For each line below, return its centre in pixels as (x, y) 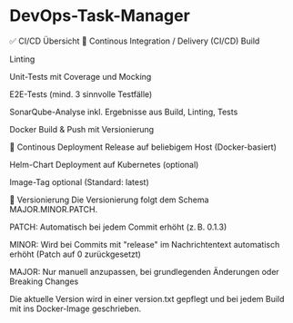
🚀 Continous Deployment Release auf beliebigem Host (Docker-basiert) (143, 147)
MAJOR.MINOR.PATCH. (54, 209)
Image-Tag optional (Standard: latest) (80, 181)
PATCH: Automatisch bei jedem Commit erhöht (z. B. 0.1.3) (118, 227)
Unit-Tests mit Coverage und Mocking (81, 76)
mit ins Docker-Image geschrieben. (76, 308)
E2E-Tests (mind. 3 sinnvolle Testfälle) (81, 94)
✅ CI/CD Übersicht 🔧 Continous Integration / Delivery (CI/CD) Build (135, 41)
